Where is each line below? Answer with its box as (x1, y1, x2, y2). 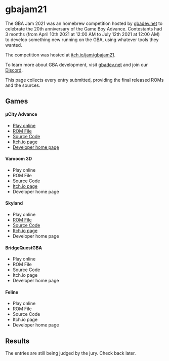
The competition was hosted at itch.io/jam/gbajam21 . (5, 52, 116, 58)
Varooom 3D (5, 156, 32, 162)
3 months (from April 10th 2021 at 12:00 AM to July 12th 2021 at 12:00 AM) (5, 31, 160, 37)
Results (5, 337, 30, 345)
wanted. (5, 42, 22, 48)
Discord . (5, 67, 23, 73)
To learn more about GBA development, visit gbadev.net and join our (5, 61, 148, 68)
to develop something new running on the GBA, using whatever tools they (5, 37, 159, 43)
